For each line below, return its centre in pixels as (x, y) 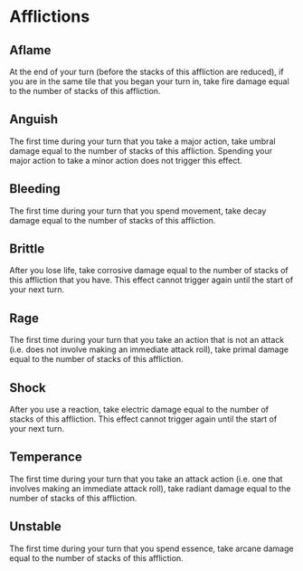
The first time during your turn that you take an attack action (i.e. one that (146, 479)
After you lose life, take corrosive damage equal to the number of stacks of (149, 271)
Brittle (27, 249)
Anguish (34, 119)
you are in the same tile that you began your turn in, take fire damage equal (149, 81)
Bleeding (35, 189)
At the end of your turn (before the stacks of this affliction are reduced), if (147, 71)
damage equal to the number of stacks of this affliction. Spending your (141, 150)
